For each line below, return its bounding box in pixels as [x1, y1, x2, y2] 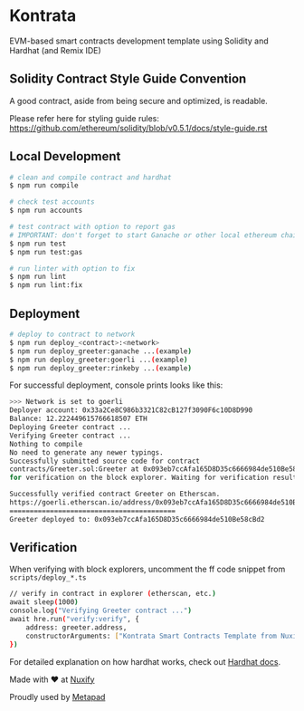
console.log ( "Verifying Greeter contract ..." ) [9, 606, 193, 616]
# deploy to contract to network [9, 330, 136, 339]
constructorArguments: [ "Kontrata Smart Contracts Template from [25, 631, 278, 640]
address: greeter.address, [25, 622, 128, 632]
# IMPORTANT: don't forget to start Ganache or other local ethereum [9, 230, 278, 240]
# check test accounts [9, 197, 95, 207]
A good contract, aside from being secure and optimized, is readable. [9, 95, 269, 106]
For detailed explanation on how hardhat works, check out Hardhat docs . [9, 656, 281, 667]
